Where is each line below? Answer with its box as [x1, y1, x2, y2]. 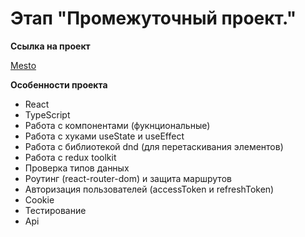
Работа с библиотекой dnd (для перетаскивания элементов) [24, 140, 284, 152]
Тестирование [24, 204, 87, 216]
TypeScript [24, 108, 71, 121]
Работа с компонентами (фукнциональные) [24, 119, 211, 131]
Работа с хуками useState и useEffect [24, 130, 185, 142]
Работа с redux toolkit [24, 151, 117, 163]
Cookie [24, 193, 55, 206]
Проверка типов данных [24, 162, 130, 174]
